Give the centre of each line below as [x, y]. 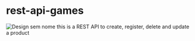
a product [18, 32]
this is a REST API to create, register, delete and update [123, 27]
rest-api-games [45, 11]
